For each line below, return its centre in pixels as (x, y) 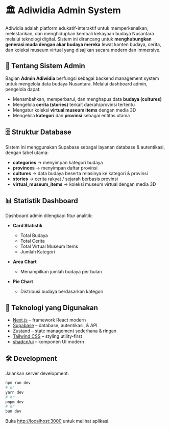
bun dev (14, 411)
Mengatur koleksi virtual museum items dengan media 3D (74, 110)
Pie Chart (23, 282)
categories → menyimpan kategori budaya (58, 162)
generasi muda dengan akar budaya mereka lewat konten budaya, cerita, (83, 44)
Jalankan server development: (37, 373)
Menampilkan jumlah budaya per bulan (61, 272)
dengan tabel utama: (27, 153)
